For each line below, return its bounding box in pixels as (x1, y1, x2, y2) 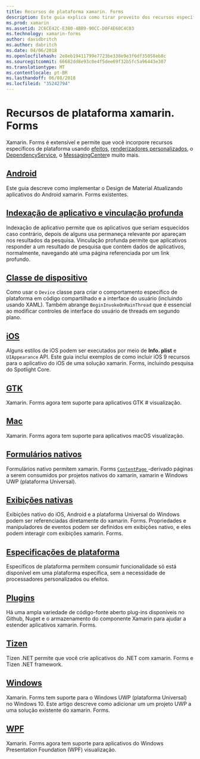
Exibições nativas (6, 495, 73, 505)
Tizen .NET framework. (6, 661, 63, 668)
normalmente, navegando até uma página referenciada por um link (6, 249, 170, 256)
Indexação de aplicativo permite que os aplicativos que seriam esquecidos (6, 224, 189, 231)
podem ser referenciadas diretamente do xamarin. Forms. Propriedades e (6, 517, 186, 524)
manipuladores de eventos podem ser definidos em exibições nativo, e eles (6, 524, 192, 531)
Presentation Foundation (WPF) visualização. (6, 746, 117, 753)
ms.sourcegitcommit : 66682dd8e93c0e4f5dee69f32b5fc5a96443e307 (6, 58, 167, 64)
